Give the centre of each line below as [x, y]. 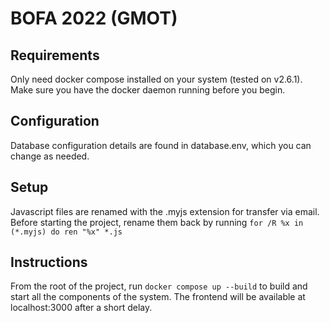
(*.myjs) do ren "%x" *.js [66, 232]
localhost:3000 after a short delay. [81, 308]
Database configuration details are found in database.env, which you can [161, 145]
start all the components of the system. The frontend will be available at [158, 297]
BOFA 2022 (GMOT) [94, 18]
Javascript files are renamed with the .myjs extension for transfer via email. [165, 211]
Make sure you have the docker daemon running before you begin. [148, 90]
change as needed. [50, 156]
